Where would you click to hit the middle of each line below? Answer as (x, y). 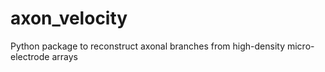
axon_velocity (69, 18)
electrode (30, 56)
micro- (300, 46)
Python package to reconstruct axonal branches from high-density (148, 46)
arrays (64, 56)
